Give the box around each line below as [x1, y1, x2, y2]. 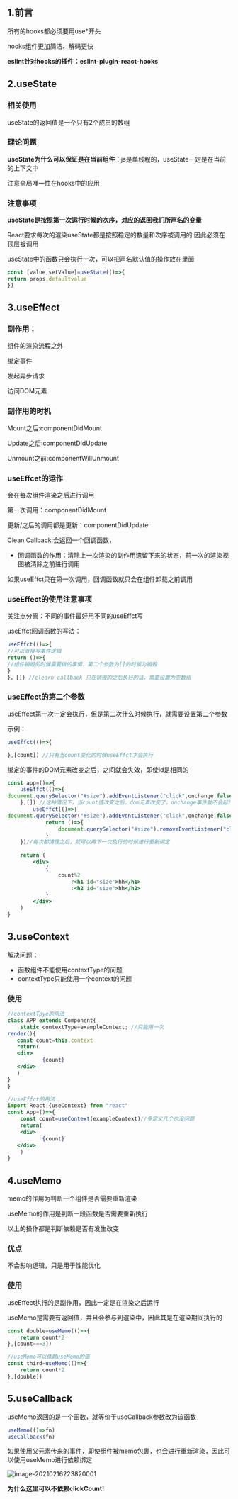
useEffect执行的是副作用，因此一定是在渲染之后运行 [7, 1298, 159, 1306]
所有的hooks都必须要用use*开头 [7, 27, 101, 35]
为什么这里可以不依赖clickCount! [7, 1484, 105, 1493]
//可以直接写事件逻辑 [7, 648, 62, 655]
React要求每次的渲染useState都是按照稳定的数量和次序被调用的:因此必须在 [7, 231, 225, 240]
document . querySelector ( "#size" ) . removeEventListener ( [57, 825, 223, 833]
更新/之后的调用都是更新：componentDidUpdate [7, 521, 149, 529]
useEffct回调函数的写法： [7, 627, 81, 636]
